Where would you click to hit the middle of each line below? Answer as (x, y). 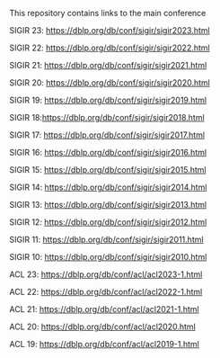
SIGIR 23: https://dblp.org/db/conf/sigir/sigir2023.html (110, 30)
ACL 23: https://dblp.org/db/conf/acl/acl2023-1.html (106, 274)
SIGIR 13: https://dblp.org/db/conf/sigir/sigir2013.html (108, 205)
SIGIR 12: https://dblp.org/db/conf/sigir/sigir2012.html (108, 222)
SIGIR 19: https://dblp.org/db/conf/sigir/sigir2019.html (108, 100)
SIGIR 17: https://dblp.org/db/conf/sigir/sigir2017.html (107, 135)
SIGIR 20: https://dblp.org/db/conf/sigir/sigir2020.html (110, 83)
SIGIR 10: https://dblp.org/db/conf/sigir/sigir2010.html (108, 257)
